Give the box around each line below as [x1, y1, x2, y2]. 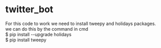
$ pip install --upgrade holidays [5, 31, 72, 37]
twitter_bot [5, 4, 54, 15]
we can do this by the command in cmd [5, 26, 88, 32]
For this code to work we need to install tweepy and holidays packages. [5, 20, 156, 27]
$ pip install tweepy [5, 37, 47, 43]
